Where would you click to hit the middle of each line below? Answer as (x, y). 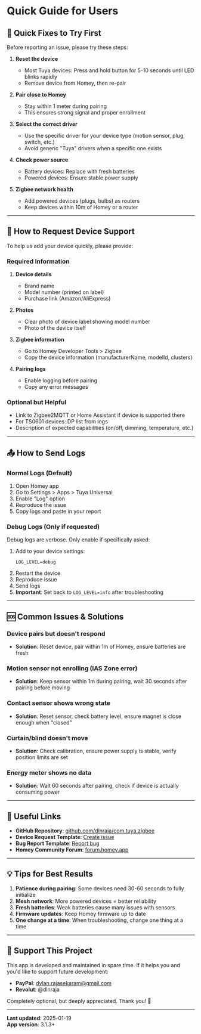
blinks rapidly (41, 77)
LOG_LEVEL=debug (35, 562)
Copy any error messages (56, 387)
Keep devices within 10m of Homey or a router (81, 207)
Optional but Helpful (37, 403)
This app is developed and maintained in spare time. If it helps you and (94, 965)
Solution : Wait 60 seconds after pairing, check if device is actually (97, 786)
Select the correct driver (47, 124)
